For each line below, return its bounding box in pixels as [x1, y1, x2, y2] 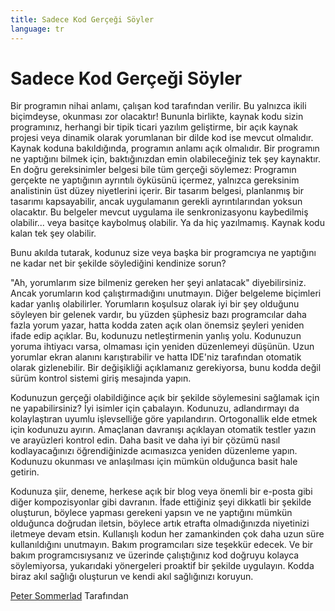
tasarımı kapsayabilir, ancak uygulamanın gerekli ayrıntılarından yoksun [10, 196, 303, 208]
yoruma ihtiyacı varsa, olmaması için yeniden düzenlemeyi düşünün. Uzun [10, 341, 315, 353]
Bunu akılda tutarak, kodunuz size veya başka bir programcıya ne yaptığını [10, 247, 317, 259]
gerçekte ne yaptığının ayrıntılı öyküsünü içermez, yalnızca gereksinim [10, 174, 300, 186]
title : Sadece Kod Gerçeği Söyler [10, 14, 155, 25]
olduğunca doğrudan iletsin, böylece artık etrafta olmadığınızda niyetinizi [10, 517, 310, 530]
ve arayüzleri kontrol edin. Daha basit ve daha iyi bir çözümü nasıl [10, 434, 281, 446]
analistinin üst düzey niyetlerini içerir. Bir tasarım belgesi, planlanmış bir [10, 185, 304, 197]
